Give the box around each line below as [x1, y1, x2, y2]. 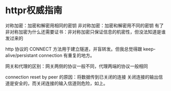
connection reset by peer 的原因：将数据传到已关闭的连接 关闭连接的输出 [5, 74, 159, 80]
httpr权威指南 [5, 5, 63, 16]
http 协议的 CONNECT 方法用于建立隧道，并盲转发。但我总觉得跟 [5, 46, 142, 52]
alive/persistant [5, 52, 38, 58]
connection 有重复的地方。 [38, 52, 95, 58]
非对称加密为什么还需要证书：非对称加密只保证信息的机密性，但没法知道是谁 [5, 28, 166, 35]
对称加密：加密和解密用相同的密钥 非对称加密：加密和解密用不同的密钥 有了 [5, 22, 164, 28]
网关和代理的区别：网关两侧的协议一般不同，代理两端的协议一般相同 [5, 63, 148, 69]
